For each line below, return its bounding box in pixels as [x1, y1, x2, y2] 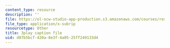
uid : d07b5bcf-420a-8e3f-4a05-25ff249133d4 [5, 35, 99, 40]
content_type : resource [5, 7, 56, 12]
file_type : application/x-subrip [5, 21, 76, 26]
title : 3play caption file [5, 30, 62, 35]
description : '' [5, 12, 39, 17]
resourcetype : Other [5, 26, 49, 31]
